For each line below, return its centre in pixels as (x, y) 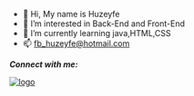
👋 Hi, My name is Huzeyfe (71, 14)
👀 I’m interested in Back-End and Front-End (103, 24)
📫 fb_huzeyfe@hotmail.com (76, 43)
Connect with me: (44, 64)
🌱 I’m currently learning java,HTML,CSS (97, 33)
